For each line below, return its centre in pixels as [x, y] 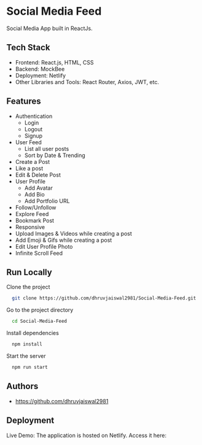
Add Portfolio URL [47, 201]
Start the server [26, 356]
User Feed [28, 142]
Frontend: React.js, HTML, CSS [54, 62]
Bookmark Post [34, 220]
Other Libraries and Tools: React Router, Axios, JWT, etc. [87, 82]
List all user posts [47, 149]
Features [24, 102]
